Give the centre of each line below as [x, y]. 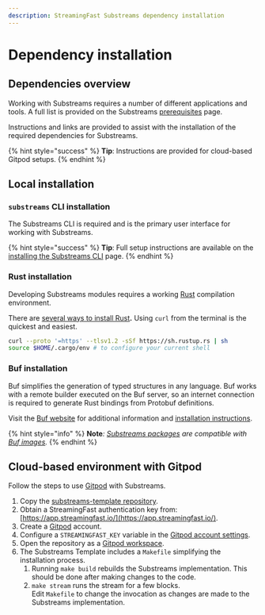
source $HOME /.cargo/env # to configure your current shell [110, 348]
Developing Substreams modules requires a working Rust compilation [121, 294]
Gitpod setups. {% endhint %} [57, 159]
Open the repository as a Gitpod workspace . [92, 544]
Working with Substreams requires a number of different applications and [128, 103]
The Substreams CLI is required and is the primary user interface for [119, 224]
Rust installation [40, 277]
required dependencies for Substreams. [73, 135]
